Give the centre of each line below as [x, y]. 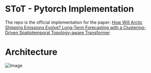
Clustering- [135, 27]
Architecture [31, 52]
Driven [12, 32]
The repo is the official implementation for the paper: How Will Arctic [74, 22]
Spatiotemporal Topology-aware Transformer [65, 32]
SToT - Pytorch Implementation [69, 9]
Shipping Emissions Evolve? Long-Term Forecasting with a [64, 27]
